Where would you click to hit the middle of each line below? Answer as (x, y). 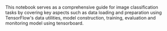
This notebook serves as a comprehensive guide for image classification (82, 7)
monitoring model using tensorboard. (45, 23)
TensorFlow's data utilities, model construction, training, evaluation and (81, 18)
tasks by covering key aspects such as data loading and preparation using (84, 12)
